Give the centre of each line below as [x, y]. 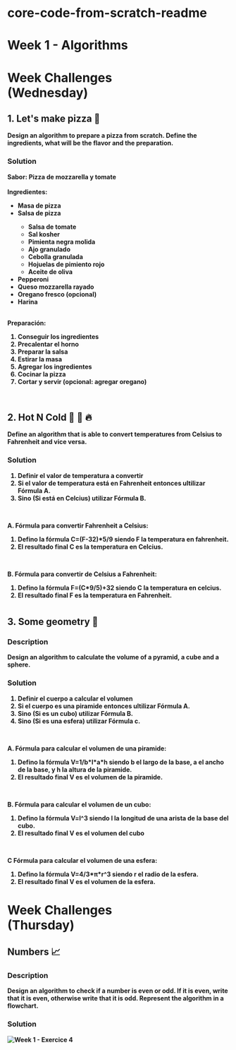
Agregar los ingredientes [55, 366]
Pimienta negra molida [62, 241]
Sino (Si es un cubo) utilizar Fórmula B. [75, 713]
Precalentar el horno [48, 344]
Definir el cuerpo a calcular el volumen [75, 698]
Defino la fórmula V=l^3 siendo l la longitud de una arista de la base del [123, 818]
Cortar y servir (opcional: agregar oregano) [82, 381]
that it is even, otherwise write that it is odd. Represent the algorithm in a [116, 998]
